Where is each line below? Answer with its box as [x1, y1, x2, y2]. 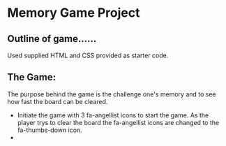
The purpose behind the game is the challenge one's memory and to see [7, 89, 216, 98]
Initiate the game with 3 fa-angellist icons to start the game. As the [17, 110, 209, 119]
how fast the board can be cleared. [7, 97, 108, 105]
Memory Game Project [7, 5, 140, 21]
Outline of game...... [7, 33, 97, 45]
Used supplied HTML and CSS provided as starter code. [7, 51, 169, 59]
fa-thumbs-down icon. [17, 126, 82, 134]
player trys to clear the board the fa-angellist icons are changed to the [17, 118, 220, 126]
